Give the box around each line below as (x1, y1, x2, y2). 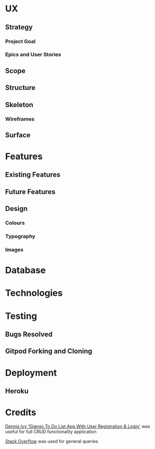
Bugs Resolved (5, 330, 53, 338)
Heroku (5, 387, 29, 395)
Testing (5, 310, 37, 322)
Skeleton (5, 100, 33, 109)
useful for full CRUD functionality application (5, 429, 97, 435)
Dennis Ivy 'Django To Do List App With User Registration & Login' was (5, 423, 151, 429)
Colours (5, 220, 25, 226)
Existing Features (5, 171, 61, 179)
